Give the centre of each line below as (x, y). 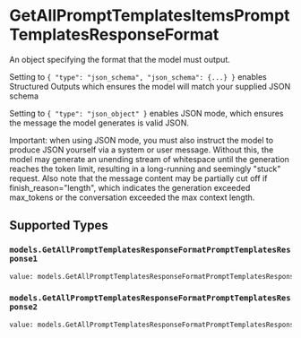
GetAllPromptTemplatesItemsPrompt (150, 16)
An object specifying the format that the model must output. (120, 59)
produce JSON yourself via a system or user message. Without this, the (142, 150)
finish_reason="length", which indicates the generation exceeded (130, 187)
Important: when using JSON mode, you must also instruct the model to (142, 140)
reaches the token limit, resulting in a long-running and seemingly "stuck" (145, 169)
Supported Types (59, 225)
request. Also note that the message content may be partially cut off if (138, 178)
